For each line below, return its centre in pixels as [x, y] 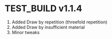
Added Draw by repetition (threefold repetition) [59, 22]
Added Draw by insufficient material [48, 27]
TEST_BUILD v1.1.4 [43, 9]
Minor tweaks [26, 32]
